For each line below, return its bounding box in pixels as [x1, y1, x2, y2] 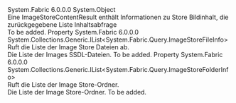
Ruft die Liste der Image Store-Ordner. [7, 80, 119, 89]
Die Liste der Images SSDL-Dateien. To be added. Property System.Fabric [7, 51, 223, 59]
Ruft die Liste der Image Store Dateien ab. [7, 43, 130, 51]
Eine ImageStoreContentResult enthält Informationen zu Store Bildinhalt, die [7, 13, 229, 21]
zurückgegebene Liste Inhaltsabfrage [7, 20, 117, 29]
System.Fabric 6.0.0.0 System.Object [7, 6, 116, 13]
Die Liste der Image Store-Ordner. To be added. [7, 88, 147, 96]
